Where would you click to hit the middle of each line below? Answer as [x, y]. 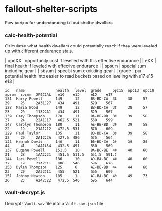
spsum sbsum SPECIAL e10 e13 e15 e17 [59, 95]
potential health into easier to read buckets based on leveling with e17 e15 [79, 76]
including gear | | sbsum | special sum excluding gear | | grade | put [73, 71]
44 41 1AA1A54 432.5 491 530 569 [59, 146]
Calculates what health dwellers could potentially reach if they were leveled [81, 46]
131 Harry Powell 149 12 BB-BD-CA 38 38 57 [76, 99]
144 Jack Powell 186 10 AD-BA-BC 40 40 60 [76, 159]
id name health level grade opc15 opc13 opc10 [80, 91]
